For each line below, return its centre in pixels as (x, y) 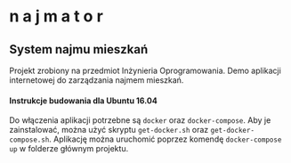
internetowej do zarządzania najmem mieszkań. (97, 80)
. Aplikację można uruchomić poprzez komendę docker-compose (165, 139)
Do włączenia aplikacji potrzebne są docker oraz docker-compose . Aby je (140, 120)
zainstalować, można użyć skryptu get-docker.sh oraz (109, 130)
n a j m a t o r (57, 16)
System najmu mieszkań (79, 49)
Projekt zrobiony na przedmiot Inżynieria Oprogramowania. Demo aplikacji (145, 70)
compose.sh (29, 140)
